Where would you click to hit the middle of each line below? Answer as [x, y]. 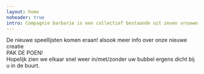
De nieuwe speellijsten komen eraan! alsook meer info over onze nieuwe [97, 40]
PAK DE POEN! [25, 53]
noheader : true [25, 17]
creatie [15, 46]
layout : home [23, 12]
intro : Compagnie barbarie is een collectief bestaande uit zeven [92, 23]
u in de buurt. [23, 66]
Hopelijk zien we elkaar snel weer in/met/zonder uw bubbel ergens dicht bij [100, 59]
